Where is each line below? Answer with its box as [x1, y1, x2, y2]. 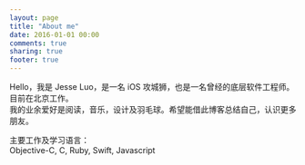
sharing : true [9, 47, 64, 56]
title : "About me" [9, 22, 79, 31]
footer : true [9, 55, 59, 64]
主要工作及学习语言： [9, 135, 89, 145]
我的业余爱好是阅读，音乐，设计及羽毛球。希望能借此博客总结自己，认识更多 [9, 104, 297, 114]
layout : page [9, 13, 59, 23]
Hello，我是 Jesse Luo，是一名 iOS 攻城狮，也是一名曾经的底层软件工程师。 [9, 82, 295, 92]
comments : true [9, 38, 67, 48]
